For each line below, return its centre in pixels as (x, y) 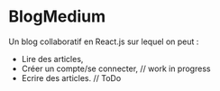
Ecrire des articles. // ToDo (71, 77)
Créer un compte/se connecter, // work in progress (116, 68)
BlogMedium (57, 17)
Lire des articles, (52, 59)
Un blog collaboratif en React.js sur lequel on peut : (104, 41)
